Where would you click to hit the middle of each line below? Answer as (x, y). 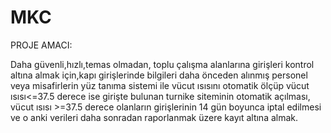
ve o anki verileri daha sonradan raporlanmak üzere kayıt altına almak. (154, 117)
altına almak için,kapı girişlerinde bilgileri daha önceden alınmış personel (159, 75)
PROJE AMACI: (41, 45)
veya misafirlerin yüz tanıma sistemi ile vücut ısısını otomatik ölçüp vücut (160, 85)
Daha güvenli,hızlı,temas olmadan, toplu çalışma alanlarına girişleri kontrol (162, 64)
